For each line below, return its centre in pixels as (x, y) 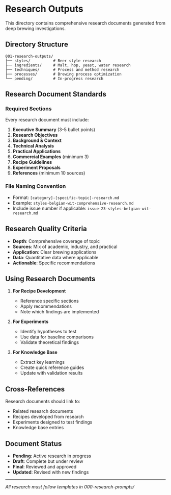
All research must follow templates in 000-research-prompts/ (70, 487)
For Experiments (31, 321)
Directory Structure (37, 45)
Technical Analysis (33, 146)
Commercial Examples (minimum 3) (51, 157)
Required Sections (28, 109)
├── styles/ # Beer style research (53, 61)
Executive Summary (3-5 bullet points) (54, 130)
